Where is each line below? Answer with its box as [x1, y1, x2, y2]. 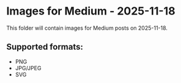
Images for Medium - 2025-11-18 [6, 4, 175, 18]
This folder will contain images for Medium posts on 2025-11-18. [6, 24, 168, 32]
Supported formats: [6, 42, 84, 52]
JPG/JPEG [15, 64, 42, 71]
